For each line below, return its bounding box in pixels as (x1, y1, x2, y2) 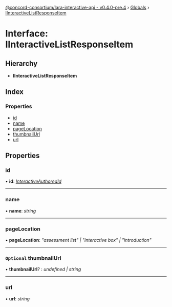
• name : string (5, 207, 36, 214)
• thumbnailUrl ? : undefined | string (5, 266, 81, 273)
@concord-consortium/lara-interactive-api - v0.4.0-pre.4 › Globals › (5, 5, 149, 10)
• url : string (5, 295, 30, 302)
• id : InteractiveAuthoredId (5, 178, 62, 184)
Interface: (5, 28, 49, 40)
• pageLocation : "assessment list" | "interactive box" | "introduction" (5, 237, 152, 243)
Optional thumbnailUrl (5, 254, 61, 261)
